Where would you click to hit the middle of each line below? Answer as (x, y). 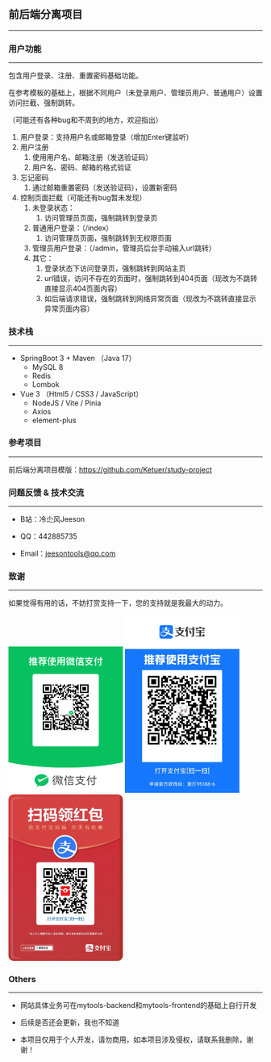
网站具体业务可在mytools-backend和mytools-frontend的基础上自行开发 (138, 1005)
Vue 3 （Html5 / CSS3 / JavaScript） (81, 394)
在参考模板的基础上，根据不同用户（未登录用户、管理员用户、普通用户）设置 (135, 93)
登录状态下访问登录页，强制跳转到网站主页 (115, 268)
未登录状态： (53, 208)
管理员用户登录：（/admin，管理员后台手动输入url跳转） (124, 248)
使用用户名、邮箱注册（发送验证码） (92, 157)
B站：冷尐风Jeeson (52, 519)
